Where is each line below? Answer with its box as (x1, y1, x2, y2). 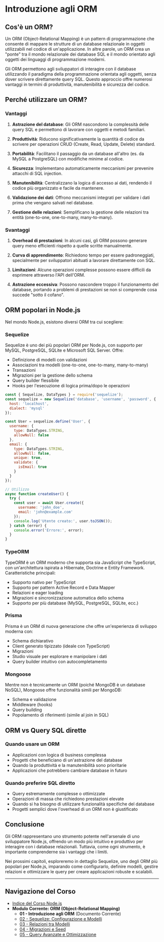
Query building (12, 707, 42, 713)
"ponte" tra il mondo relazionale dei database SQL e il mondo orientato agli (5, 51, 155, 57)
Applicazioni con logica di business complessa (12, 752, 106, 758)
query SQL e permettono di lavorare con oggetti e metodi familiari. (12, 126, 145, 132)
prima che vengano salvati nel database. (12, 200, 94, 205)
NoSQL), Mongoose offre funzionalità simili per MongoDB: (5, 687, 122, 693)
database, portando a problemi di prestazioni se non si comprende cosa (12, 286, 157, 292)
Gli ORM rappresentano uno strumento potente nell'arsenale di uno (5, 833, 140, 839)
